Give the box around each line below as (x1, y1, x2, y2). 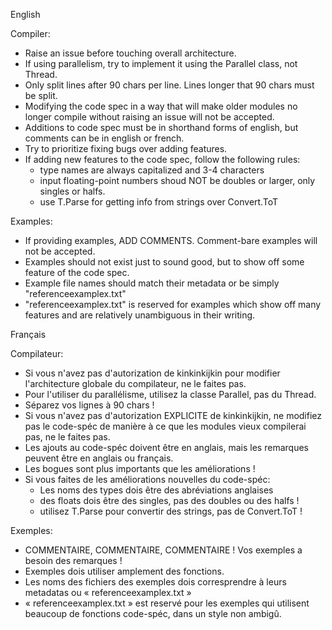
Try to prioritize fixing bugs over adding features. (24, 143, 228, 154)
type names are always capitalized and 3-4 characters (39, 164, 265, 176)
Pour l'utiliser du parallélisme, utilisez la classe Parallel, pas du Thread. (24, 389, 317, 400)
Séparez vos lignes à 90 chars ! (24, 399, 155, 411)
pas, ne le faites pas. (24, 431, 111, 443)
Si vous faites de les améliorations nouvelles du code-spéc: (24, 474, 271, 485)
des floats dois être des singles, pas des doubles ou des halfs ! (39, 495, 300, 506)
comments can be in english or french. (24, 132, 185, 144)
